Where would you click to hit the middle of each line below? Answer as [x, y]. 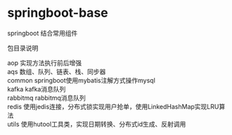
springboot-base [58, 13]
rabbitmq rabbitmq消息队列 [47, 98]
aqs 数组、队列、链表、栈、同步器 [57, 71]
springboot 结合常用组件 [43, 33]
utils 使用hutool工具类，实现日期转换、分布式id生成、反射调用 [97, 124]
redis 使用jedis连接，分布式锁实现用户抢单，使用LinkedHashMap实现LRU [113, 106]
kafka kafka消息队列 [37, 89]
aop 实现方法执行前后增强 [45, 63]
